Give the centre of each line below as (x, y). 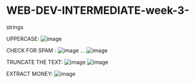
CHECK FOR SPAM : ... (46, 50)
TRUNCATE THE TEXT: (35, 62)
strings (15, 27)
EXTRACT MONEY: (30, 73)
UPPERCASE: (23, 38)
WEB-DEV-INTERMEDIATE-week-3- (98, 11)
